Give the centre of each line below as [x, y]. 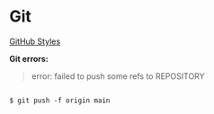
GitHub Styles [35, 41]
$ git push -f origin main [60, 101]
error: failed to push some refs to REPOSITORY [118, 76]
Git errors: [29, 58]
